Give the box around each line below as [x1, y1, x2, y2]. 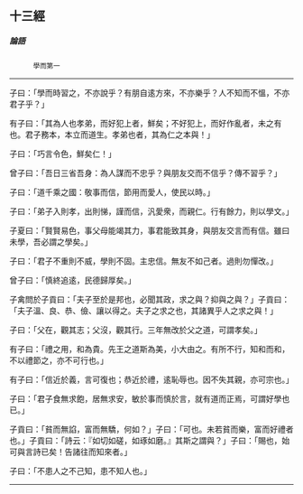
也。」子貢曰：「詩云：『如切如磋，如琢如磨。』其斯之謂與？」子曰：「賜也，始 [9, 435, 290, 446]
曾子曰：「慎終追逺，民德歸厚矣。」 [9, 275, 136, 286]
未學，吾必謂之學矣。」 [9, 237, 93, 247]
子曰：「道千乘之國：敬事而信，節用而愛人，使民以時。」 [9, 187, 215, 198]
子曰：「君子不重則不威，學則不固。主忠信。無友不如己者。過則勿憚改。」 [9, 256, 278, 266]
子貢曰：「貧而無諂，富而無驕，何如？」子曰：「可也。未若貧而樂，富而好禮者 [9, 424, 294, 435]
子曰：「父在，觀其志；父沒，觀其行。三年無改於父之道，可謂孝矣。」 [9, 324, 262, 336]
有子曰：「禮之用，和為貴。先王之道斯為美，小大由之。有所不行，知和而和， [9, 344, 290, 355]
